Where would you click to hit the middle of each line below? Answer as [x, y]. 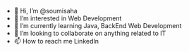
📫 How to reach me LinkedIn [56, 41]
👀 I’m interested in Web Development [68, 18]
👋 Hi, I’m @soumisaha [45, 11]
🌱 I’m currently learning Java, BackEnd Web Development [98, 26]
